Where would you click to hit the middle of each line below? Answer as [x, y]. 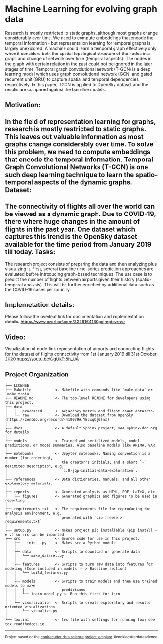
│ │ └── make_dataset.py [34, 555]
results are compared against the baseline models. [56, 89]
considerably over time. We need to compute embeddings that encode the [79, 38]
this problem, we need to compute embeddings [78, 152]
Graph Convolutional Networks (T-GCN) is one [77, 167]
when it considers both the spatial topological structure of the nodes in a [78, 53]
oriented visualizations [30, 607]
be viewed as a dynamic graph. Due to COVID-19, [81, 214]
